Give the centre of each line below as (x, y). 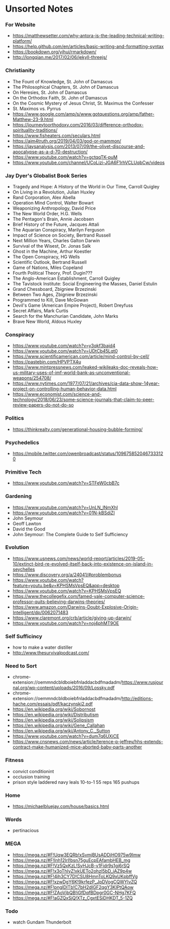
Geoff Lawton (27, 523)
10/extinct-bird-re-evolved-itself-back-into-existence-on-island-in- (83, 563)
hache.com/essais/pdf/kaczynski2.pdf (53, 704)
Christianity (20, 71)
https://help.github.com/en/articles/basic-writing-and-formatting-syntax (88, 47)
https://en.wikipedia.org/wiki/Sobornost (54, 709)
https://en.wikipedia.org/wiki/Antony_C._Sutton (61, 731)
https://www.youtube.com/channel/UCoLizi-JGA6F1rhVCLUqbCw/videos (89, 162)
